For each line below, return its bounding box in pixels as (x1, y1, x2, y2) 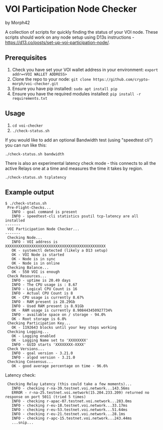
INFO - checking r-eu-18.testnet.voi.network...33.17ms (11, 403, 128, 408)
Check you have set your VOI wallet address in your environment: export (12, 67, 159, 72)
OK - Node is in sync (11, 257, 56, 262)
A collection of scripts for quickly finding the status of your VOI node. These (5, 29, 158, 35)
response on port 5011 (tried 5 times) (5, 395, 86, 400)
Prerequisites (5, 54, 47, 62)
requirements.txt (12, 96, 48, 101)
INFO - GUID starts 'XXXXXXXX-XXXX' (11, 342, 86, 347)
